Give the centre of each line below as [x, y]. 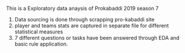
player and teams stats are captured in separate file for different [92, 26]
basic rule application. [41, 44]
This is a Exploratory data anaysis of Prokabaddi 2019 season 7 [83, 8]
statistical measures [39, 32]
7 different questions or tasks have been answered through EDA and [97, 38]
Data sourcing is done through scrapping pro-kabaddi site [85, 19]
